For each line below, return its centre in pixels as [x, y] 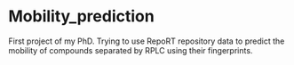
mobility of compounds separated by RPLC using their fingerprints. [131, 50]
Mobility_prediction [81, 16]
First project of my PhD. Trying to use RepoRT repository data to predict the [147, 41]
